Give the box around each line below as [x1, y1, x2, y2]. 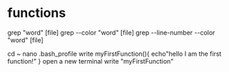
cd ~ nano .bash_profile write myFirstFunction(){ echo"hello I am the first [7, 49, 222, 58]
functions [7, 5, 66, 21]
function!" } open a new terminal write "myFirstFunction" [7, 56, 174, 65]
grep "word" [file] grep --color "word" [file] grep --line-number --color [7, 28, 215, 37]
